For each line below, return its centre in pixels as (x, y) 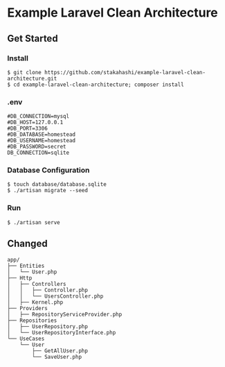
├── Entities (26, 266)
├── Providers (28, 308)
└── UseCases (26, 339)
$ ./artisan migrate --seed (48, 191)
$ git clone (24, 72)
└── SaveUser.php (57, 357)
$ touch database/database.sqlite (57, 185)
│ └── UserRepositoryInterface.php (62, 332)
